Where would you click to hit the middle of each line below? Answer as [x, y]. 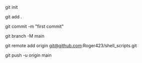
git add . [14, 17]
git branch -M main [25, 36]
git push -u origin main [28, 55]
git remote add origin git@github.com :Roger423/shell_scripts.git [71, 46]
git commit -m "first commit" [34, 26]
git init [12, 7]
